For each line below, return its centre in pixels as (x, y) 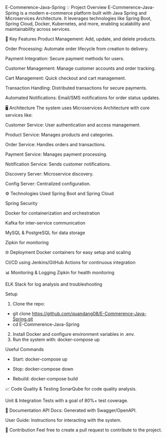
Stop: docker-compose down (43, 369)
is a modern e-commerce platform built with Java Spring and (83, 13)
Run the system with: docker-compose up (56, 339)
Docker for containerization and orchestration (52, 213)
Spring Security (21, 203)
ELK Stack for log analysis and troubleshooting (54, 284)
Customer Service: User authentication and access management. (73, 125)
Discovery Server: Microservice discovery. (49, 174)
